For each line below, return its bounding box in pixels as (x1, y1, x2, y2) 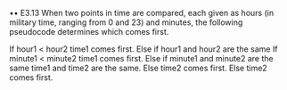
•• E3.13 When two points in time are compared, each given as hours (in (9, 8, 275, 18)
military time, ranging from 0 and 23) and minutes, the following (9, 17, 243, 28)
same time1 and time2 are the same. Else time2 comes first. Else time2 (9, 62, 267, 73)
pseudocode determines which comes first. (9, 27, 169, 37)
